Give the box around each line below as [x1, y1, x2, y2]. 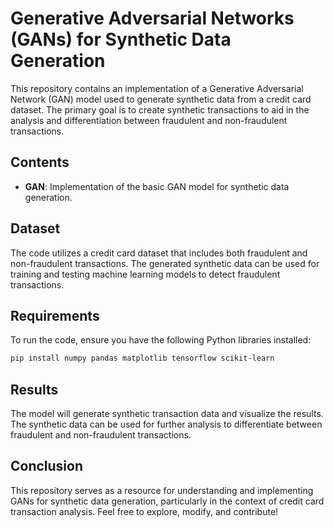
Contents [10, 154, 70, 171]
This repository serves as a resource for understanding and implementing [10, 484, 314, 496]
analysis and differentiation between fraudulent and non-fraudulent [10, 114, 288, 126]
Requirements [10, 307, 100, 324]
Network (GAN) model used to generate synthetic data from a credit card [10, 93, 312, 105]
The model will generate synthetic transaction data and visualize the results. [10, 408, 324, 420]
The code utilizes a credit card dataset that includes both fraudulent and [10, 247, 308, 259]
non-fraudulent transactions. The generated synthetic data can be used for [10, 257, 320, 269]
